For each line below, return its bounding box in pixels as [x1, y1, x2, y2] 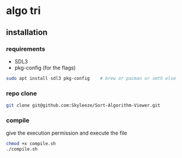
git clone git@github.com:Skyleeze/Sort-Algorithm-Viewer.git [6, 103, 160, 108]
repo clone [6, 89, 37, 97]
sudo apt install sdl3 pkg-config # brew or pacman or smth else [6, 75, 176, 81]
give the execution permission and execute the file [6, 129, 127, 136]
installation [6, 27, 48, 37]
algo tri [6, 4, 41, 17]
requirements [6, 45, 45, 53]
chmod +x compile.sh [6, 141, 57, 147]
